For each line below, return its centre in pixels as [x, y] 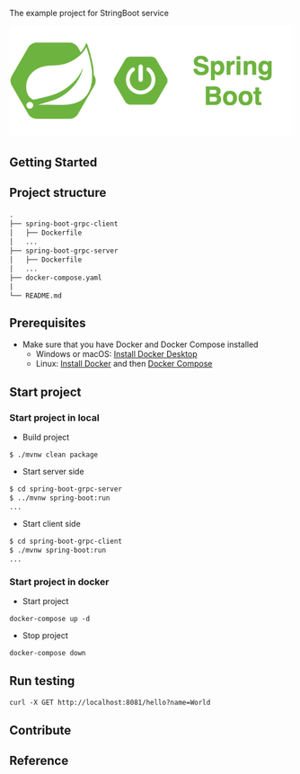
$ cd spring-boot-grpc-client [66, 542]
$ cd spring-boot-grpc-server [66, 489]
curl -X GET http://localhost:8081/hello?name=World [110, 703]
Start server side [53, 472]
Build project [46, 437]
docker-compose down [48, 654]
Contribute [40, 730]
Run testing [42, 681]
